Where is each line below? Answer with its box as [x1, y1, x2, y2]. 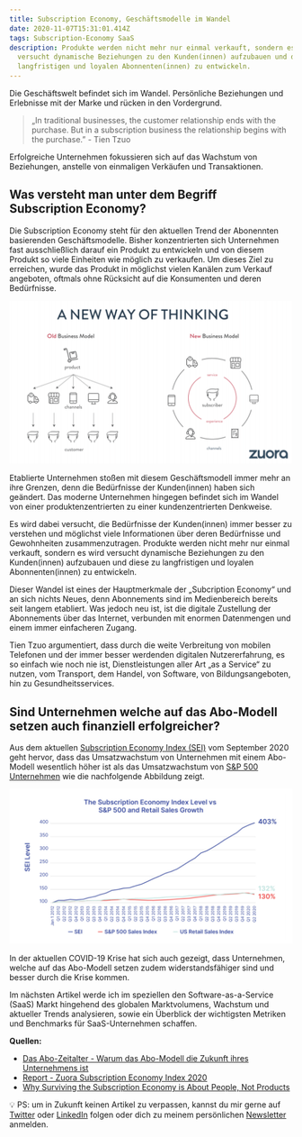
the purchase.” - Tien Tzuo [31, 134, 131, 144]
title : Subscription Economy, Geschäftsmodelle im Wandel [9, 14, 231, 23]
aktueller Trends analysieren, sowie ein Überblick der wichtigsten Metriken [9, 1009, 286, 1020]
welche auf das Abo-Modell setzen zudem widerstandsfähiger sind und [9, 962, 274, 973]
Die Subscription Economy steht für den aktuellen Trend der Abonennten [9, 225, 279, 236]
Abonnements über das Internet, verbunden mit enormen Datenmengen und [9, 613, 291, 623]
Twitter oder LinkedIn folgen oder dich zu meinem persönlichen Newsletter [9, 1109, 287, 1121]
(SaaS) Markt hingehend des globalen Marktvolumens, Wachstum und [9, 999, 270, 1010]
